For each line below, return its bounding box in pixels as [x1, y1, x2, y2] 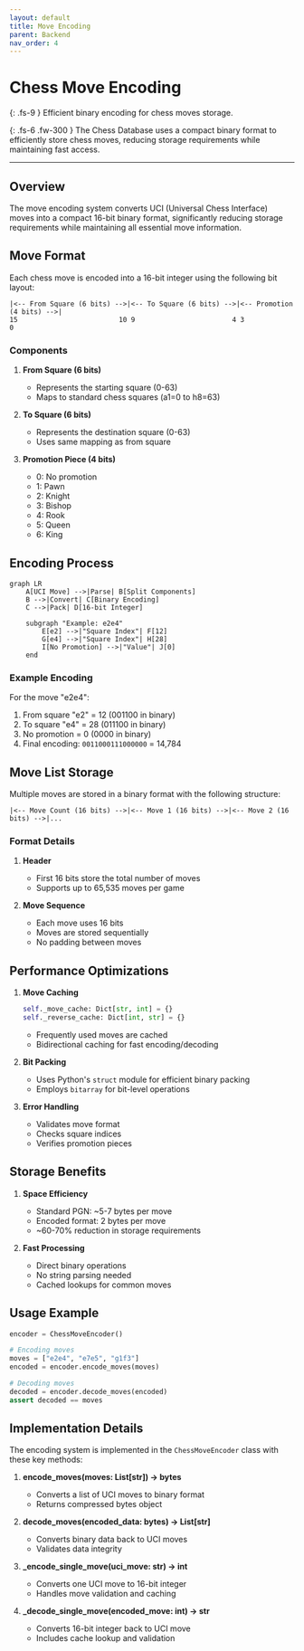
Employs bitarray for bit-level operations [35, 1083, 190, 1095]
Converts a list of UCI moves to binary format [35, 1489, 205, 1500]
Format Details [9, 834, 75, 847]
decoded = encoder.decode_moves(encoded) [9, 1387, 168, 1396]
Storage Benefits [9, 1164, 107, 1180]
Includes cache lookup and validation [35, 1633, 176, 1644]
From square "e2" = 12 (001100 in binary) [22, 709, 176, 720]
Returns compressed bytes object [35, 1499, 163, 1510]
